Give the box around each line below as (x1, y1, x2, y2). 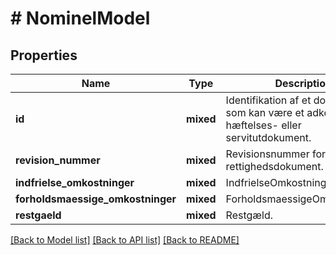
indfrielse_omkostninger (15, 176, 135, 189)
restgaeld (15, 208, 62, 222)
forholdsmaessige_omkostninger (15, 192, 177, 206)
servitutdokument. (225, 131, 312, 144)
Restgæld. (225, 208, 273, 222)
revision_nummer (15, 153, 101, 167)
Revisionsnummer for (225, 147, 327, 161)
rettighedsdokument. (225, 160, 324, 173)
